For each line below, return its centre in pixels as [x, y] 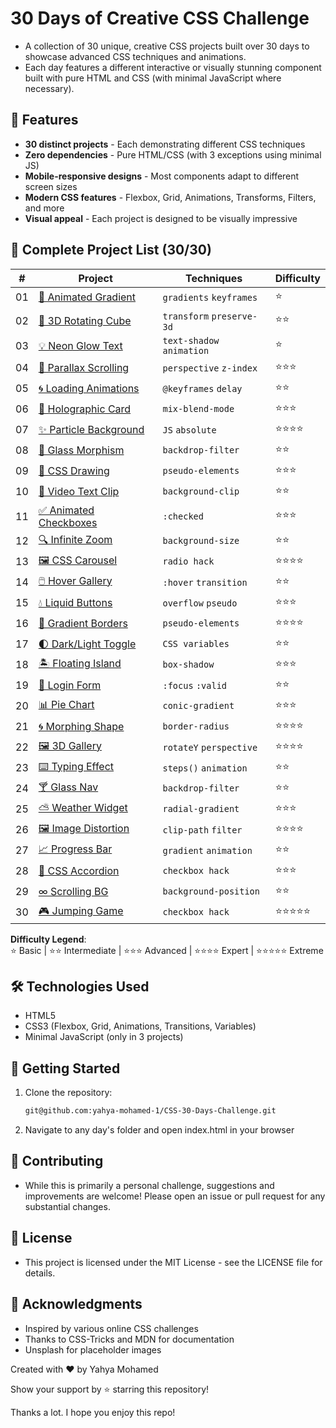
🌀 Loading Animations [89, 389]
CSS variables [196, 644]
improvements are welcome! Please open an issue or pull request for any [175, 1196]
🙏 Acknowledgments [76, 1304]
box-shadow [188, 665]
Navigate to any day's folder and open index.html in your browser [159, 1130]
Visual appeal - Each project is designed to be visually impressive [161, 218]
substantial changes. [67, 1206]
